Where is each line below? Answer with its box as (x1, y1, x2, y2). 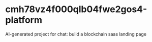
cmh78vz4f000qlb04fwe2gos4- (5, 4, 147, 15)
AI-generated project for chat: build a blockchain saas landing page (5, 31, 146, 37)
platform (5, 14, 42, 26)
